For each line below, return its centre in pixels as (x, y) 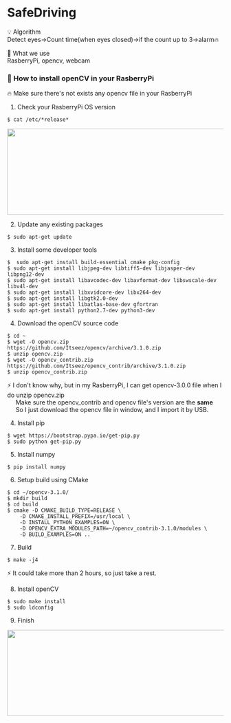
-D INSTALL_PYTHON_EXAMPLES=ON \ (67, 523)
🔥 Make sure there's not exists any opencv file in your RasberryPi (100, 94)
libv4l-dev (23, 287)
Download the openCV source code (68, 323)
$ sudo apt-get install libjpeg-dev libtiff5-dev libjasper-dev (101, 269)
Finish (25, 621)
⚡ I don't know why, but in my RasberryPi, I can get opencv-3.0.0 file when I (114, 385)
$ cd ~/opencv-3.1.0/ (38, 493)
